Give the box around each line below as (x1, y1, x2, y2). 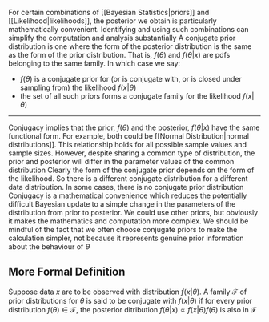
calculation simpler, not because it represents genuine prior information (8, 233, 244, 243)
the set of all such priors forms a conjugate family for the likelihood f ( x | (19, 91, 255, 100)
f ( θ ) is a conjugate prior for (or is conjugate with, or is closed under (19, 74, 243, 83)
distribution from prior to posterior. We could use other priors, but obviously (8, 208, 259, 217)
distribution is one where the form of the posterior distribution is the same (8, 42, 252, 51)
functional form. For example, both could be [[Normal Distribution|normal (8, 131, 250, 140)
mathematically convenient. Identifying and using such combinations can (8, 25, 250, 34)
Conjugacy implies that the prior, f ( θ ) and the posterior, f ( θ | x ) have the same (8, 123, 260, 132)
